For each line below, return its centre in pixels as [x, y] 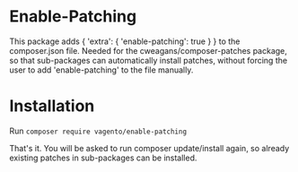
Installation [52, 106]
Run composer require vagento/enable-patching [98, 131]
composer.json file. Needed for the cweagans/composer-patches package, [148, 50]
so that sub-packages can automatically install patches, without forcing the [149, 60]
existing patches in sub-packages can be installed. [103, 158]
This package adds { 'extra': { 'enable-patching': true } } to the [125, 41]
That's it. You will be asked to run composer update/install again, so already [149, 148]
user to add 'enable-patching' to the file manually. [101, 70]
